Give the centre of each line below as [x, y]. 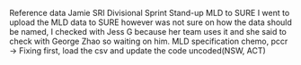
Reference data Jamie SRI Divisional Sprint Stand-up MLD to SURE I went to [150, 13]
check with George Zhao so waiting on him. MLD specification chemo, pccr [149, 41]
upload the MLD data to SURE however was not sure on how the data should [150, 22]
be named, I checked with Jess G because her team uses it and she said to [148, 32]
